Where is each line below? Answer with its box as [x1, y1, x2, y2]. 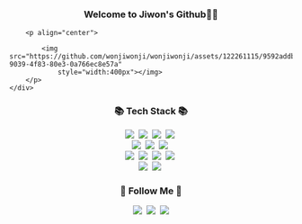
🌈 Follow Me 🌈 [120, 184, 182, 197]
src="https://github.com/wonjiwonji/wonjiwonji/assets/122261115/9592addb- [9, 52, 299, 61]
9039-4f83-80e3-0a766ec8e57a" [9, 60, 123, 69]
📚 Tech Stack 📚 [113, 105, 189, 118]
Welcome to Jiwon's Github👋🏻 [84, 8, 218, 21]
